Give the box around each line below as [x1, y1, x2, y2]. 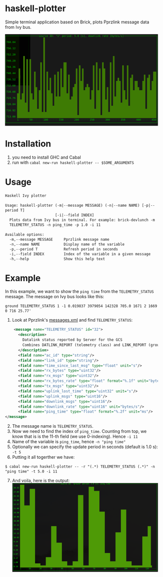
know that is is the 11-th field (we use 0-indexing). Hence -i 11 [12, 433, 138, 439]
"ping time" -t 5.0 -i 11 [5, 469, 57, 474]
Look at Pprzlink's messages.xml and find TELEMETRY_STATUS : [12, 317, 133, 323]
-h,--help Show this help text [9, 256, 105, 261]
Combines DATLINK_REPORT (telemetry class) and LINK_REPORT [22, 343, 147, 348]
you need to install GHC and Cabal [12, 154, 81, 160]
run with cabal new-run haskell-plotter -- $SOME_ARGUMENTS [12, 159, 134, 165]
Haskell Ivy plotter [5, 193, 47, 198]
